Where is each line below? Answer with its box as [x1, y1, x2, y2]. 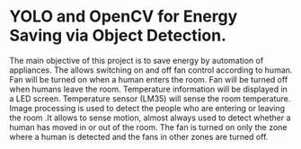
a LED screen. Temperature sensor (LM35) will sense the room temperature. [9, 92, 291, 104]
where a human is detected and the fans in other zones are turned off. [9, 131, 269, 142]
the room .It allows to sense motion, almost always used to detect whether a [9, 112, 291, 123]
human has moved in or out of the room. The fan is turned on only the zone [9, 121, 288, 132]
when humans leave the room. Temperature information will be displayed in [9, 83, 288, 94]
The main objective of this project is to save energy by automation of [9, 55, 264, 66]
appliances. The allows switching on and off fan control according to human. [9, 65, 293, 75]
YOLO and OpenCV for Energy [9, 6, 238, 27]
